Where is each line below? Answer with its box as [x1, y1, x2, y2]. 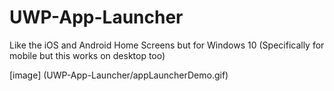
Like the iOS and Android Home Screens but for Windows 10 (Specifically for [9, 39, 325, 51]
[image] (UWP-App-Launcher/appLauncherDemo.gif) [9, 69, 229, 81]
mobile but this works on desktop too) [9, 49, 166, 61]
